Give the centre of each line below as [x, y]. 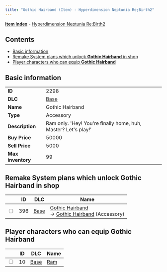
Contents [20, 40]
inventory [19, 160]
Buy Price [19, 138]
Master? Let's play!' [69, 130]
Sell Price [19, 146]
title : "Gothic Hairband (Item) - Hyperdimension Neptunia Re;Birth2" [80, 10]
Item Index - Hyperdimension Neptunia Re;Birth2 [55, 24]
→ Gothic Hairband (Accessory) [87, 214]
